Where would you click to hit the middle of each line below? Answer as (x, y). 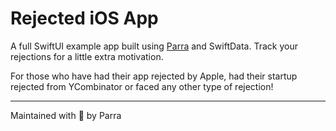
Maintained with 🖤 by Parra (66, 115)
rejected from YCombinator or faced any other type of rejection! (142, 86)
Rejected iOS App (84, 18)
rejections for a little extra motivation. (87, 56)
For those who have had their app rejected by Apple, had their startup (154, 76)
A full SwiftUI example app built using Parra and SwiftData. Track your (154, 46)
